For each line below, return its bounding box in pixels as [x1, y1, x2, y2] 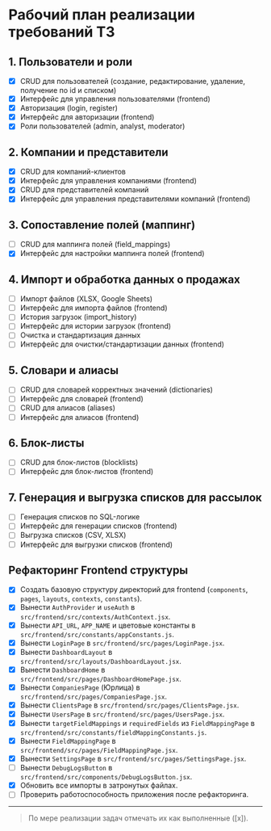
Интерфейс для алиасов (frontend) [19, 412, 140, 422]
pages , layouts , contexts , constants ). [19, 594, 143, 603]
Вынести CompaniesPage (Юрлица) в [19, 682, 141, 692]
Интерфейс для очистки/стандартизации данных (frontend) [19, 339, 224, 349]
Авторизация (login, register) [19, 103, 119, 113]
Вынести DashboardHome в [19, 665, 106, 674]
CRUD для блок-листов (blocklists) [19, 458, 139, 468]
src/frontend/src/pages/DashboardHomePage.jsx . [19, 674, 181, 683]
